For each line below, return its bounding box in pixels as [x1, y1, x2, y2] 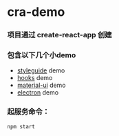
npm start [7, 123, 36, 130]
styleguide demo [17, 66, 65, 75]
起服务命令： [7, 107, 50, 117]
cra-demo [7, 4, 65, 20]
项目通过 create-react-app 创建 [7, 30, 112, 40]
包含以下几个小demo [7, 50, 76, 60]
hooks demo [17, 74, 53, 82]
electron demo [17, 88, 59, 97]
